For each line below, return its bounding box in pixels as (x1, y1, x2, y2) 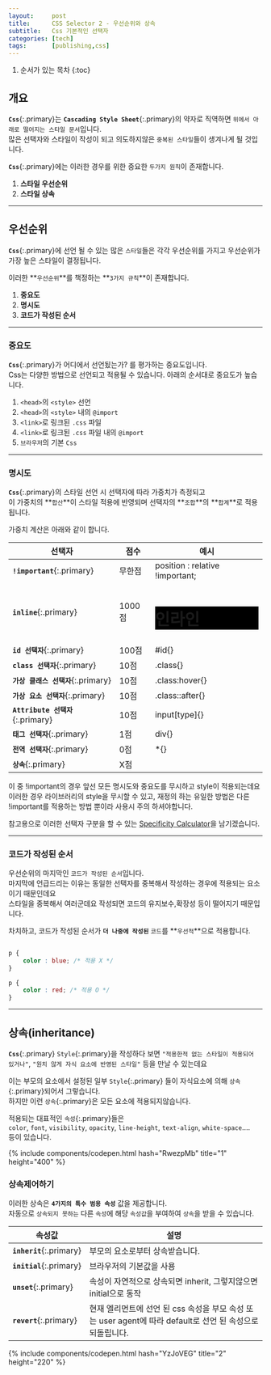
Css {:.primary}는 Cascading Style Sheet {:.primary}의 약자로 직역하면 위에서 (8, 114, 250, 124)
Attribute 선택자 (12, 705, 73, 714)
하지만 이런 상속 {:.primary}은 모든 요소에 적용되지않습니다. (8, 1096, 191, 1106)
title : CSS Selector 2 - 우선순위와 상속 (8, 19, 156, 27)
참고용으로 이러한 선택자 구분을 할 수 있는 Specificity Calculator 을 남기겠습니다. (8, 819, 261, 828)
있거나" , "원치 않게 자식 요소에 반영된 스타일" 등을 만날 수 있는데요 (8, 1059, 207, 1068)
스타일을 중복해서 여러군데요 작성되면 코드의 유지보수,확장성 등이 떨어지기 (8, 899, 240, 908)
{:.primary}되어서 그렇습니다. (8, 1085, 101, 1096)
